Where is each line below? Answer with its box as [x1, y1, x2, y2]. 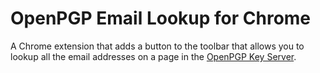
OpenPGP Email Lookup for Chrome [10, 7, 312, 30]
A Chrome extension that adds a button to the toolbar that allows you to [10, 40, 305, 52]
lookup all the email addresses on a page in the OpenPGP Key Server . [10, 50, 297, 62]
